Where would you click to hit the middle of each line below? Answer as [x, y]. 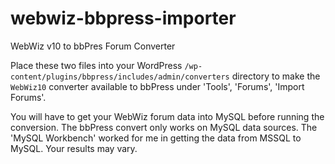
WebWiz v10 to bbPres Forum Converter [93, 46]
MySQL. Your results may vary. [74, 148]
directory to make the [276, 76]
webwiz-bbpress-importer [123, 18]
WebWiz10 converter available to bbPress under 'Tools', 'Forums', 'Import [157, 86]
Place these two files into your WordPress [96, 65]
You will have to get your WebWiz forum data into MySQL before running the [167, 116]
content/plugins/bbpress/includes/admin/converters [120, 77]
